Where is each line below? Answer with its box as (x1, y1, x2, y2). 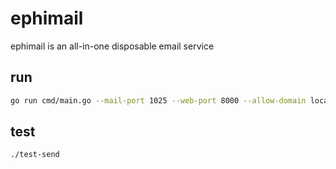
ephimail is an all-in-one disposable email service (10, 40, 215, 52)
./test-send (10, 150, 60, 160)
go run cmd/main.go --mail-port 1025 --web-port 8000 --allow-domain (10, 95, 307, 106)
